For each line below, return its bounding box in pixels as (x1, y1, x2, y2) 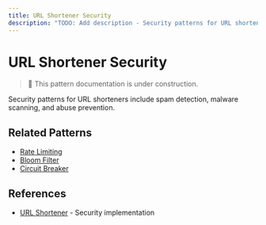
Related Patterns (8, 126, 93, 139)
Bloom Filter (19, 155, 59, 165)
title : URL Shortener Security (8, 11, 112, 20)
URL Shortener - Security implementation (19, 208, 155, 218)
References (8, 187, 66, 200)
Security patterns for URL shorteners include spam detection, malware (8, 94, 239, 104)
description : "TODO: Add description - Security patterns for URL (8, 19, 232, 27)
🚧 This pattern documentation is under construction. (27, 79, 199, 89)
